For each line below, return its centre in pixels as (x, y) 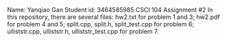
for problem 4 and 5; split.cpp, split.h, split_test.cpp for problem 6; (100, 24)
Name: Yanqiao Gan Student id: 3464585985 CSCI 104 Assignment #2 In (110, 10)
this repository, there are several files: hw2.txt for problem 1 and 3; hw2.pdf (113, 17)
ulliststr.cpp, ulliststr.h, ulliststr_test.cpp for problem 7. (83, 31)
